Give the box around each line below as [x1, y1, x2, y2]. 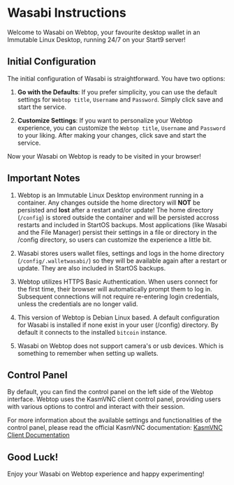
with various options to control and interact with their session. [7, 403, 185, 411]
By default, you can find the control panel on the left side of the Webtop [7, 388, 214, 396]
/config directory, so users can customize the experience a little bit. [17, 236, 212, 244]
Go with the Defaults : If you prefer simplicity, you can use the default [17, 87, 218, 96]
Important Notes [7, 173, 80, 184]
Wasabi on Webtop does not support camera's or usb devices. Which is [17, 341, 224, 350]
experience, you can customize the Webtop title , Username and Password [17, 124, 226, 132]
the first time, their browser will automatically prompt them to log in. [17, 284, 213, 293]
